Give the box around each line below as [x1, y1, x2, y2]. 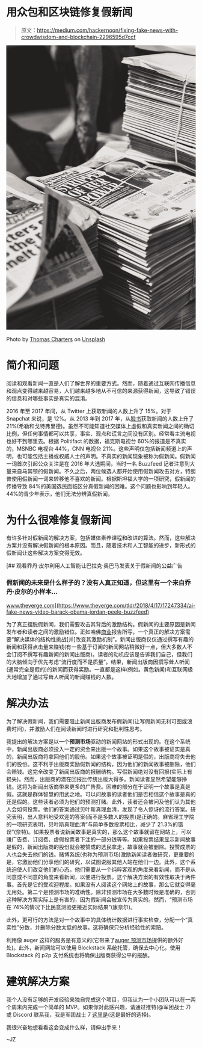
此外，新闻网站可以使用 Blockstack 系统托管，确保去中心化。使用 [19, 944, 181, 951]
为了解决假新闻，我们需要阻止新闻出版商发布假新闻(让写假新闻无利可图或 [6, 717, 188, 725]
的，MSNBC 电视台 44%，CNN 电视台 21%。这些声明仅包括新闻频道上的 [6, 445, 188, 452]
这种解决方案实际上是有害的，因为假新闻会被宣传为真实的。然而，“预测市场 [6, 896, 194, 903]
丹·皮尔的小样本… [6, 588, 58, 596]
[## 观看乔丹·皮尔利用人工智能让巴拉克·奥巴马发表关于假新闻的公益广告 [6, 562, 183, 569]
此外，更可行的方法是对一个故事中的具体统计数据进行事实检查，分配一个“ [6, 916, 188, 923]
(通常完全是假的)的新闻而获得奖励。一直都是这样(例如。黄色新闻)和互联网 [6, 665, 188, 673]
